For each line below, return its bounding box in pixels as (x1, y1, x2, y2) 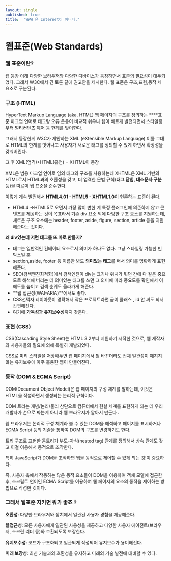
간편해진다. (12, 303, 35, 309)
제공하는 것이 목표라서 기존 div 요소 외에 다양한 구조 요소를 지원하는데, (26, 211, 166, 217)
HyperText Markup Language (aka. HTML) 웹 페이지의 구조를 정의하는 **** (5, 112, 158, 118)
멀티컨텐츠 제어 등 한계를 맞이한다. (14, 125, 83, 131)
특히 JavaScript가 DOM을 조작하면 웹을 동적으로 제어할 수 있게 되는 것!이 (5, 455, 151, 461)
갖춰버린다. (5, 149, 27, 155)
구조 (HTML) (5, 99, 36, 106)
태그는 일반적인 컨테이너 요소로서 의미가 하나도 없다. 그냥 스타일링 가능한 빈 (12, 246, 162, 252)
